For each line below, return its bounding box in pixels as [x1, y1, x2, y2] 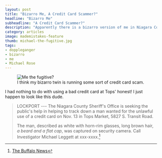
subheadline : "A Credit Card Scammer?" [5, 20, 85, 26]
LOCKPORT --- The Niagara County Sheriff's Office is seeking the [16, 103, 148, 109]
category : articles [5, 29, 44, 34]
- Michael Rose [5, 61, 36, 66]
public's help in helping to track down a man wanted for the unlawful [16, 108, 153, 114]
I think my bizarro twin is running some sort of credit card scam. [17, 79, 145, 85]
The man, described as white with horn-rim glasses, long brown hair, [16, 123, 154, 129]
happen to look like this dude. [5, 94, 64, 100]
